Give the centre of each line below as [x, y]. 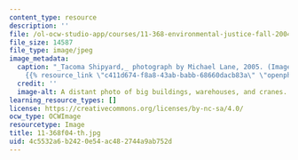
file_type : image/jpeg [51, 51]
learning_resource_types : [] [63, 100]
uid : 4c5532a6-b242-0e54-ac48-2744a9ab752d [91, 141]
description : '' [39, 26]
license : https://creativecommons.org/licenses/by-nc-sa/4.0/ [126, 108]
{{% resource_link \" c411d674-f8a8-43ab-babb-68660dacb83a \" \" [146, 76]
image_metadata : [39, 59]
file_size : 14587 [41, 42]
